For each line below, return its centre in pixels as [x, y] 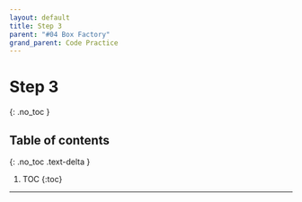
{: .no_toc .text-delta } [50, 162]
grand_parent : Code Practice [64, 43]
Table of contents [59, 140]
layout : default [40, 18]
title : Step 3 [36, 26]
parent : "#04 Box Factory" [60, 34]
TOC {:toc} [42, 179]
